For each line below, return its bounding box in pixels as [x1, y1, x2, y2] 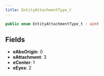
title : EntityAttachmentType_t [5, 7, 72, 13]
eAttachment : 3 [12, 54, 47, 60]
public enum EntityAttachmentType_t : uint [5, 21, 99, 26]
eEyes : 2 [12, 65, 32, 71]
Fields [5, 35, 25, 44]
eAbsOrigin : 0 [12, 49, 43, 55]
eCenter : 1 [12, 59, 35, 66]
